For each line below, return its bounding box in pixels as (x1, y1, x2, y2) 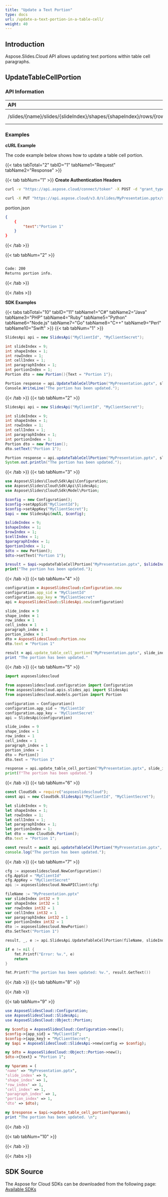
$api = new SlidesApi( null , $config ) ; (5, 511, 86, 516)
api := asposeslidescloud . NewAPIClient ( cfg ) (5, 883, 99, 888)
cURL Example (5, 143, 36, 149)
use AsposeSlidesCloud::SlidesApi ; (5, 1013, 79, 1018)
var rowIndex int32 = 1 (5, 905, 55, 911)
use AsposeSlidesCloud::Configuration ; (5, 1008, 88, 1014)
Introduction (5, 40, 45, 48)
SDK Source (5, 1167, 43, 1176)
